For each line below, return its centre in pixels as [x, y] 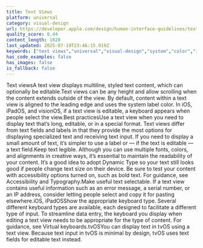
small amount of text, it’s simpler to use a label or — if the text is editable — [100, 143]
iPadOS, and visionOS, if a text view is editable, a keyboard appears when [98, 111]
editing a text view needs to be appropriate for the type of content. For [94, 220]
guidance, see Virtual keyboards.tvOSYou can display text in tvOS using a [98, 227]
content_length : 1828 [34, 40]
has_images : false [29, 62]
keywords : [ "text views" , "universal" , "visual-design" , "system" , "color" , [100, 51]
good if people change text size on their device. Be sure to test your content [101, 169]
